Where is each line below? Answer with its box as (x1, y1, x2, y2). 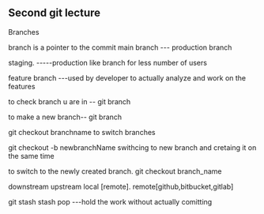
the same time (8, 151, 55, 160)
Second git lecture (8, 6, 101, 20)
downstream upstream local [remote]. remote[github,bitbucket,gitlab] (8, 182, 234, 191)
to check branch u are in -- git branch (8, 96, 131, 106)
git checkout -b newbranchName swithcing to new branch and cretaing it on (8, 142, 257, 152)
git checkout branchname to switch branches (8, 127, 156, 137)
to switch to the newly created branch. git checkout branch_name (8, 166, 222, 176)
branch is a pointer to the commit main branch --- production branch (8, 43, 232, 52)
